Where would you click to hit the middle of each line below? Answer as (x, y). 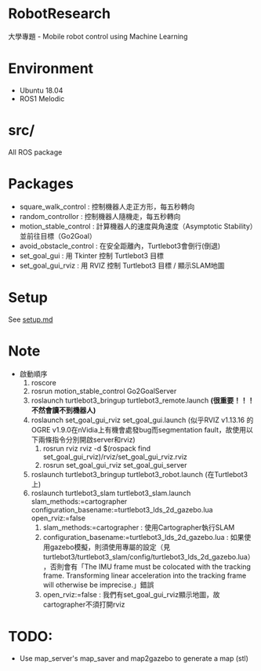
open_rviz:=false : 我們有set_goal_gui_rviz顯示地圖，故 (131, 594)
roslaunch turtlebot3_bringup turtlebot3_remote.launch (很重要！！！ (143, 400)
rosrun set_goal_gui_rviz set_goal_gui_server (115, 465)
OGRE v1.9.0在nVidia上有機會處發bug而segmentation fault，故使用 (139, 429)
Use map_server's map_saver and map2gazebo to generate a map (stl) (134, 658)
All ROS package (35, 152)
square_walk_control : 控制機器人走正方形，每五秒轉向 (107, 206)
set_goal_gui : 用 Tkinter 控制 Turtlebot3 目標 (92, 255)
